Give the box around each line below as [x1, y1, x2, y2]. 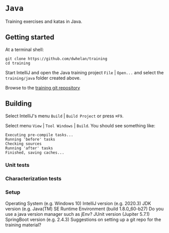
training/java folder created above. [5, 75, 81, 81]
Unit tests [5, 162, 30, 169]
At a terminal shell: [5, 46, 44, 53]
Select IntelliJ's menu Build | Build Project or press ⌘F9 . [5, 113, 124, 119]
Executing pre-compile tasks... [5, 132, 73, 137]
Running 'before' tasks [5, 136, 56, 142]
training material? [5, 221, 41, 228]
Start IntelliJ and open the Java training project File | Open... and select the [5, 69, 164, 75]
